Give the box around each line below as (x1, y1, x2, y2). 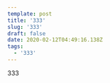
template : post (7, 10, 53, 18)
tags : (7, 43, 23, 50)
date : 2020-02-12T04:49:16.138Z (7, 37, 103, 44)
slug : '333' (7, 23, 43, 30)
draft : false (7, 30, 46, 37)
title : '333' (7, 17, 46, 24)
